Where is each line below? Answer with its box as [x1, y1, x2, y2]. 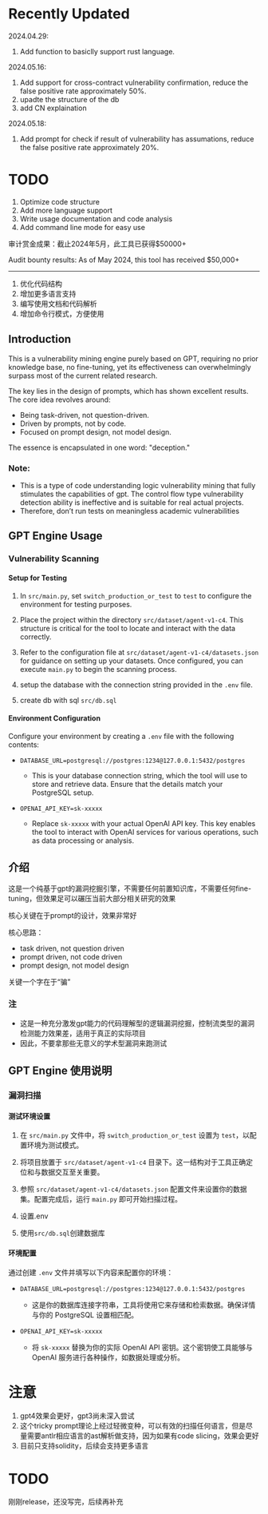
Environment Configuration [8, 713, 101, 723]
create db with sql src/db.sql [19, 695, 117, 705]
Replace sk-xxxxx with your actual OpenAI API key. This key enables [31, 818, 256, 828]
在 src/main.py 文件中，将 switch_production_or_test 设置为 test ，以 [19, 1131, 250, 1140]
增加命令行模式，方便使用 [19, 308, 104, 318]
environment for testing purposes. [19, 599, 132, 609]
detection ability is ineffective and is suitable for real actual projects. [19, 497, 244, 507]
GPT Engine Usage [8, 529, 103, 543]
